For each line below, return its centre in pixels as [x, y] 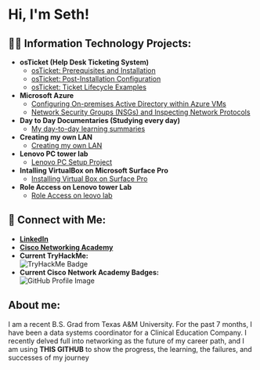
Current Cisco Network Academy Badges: [89, 272]
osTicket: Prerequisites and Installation [94, 71]
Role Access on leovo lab [72, 195]
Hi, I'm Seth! [49, 15]
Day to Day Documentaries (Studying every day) [100, 120]
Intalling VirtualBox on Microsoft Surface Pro [94, 170]
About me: [34, 305]
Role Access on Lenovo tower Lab [76, 187]
